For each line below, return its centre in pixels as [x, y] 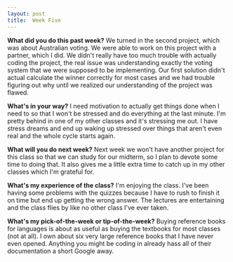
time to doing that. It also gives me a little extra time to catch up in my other [116, 164]
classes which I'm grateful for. [51, 172]
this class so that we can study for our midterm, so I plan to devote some [113, 157]
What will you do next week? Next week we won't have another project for [116, 149]
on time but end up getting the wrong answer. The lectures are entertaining [116, 200]
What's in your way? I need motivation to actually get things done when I [113, 106]
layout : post [26, 14]
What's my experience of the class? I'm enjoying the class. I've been [108, 185]
